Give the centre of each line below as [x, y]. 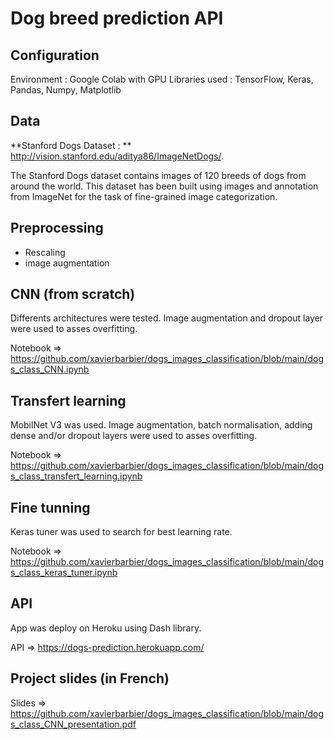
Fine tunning [50, 507]
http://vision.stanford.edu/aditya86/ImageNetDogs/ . [117, 156]
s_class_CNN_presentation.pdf [73, 724]
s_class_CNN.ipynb [50, 369]
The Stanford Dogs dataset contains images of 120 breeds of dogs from [158, 175]
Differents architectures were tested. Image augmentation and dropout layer [167, 318]
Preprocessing [57, 228]
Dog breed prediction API [117, 18]
